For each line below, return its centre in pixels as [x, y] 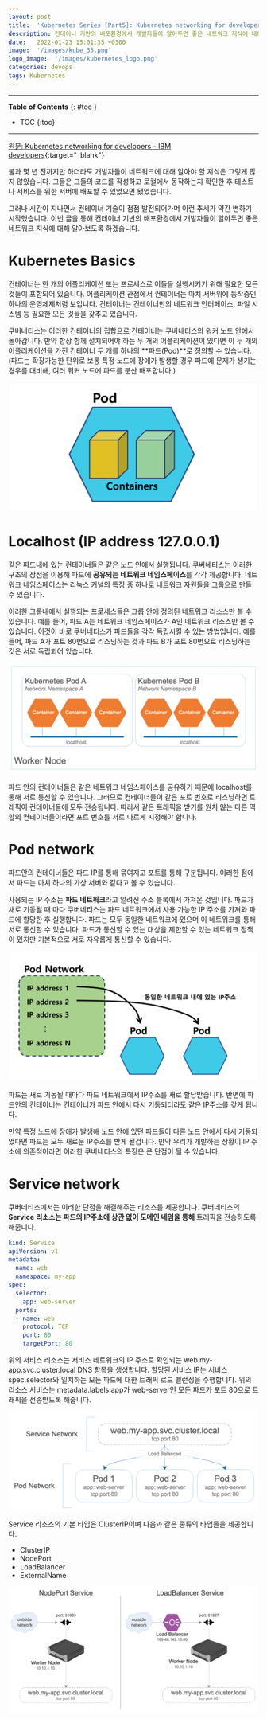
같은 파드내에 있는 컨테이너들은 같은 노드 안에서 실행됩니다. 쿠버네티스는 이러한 [130, 565]
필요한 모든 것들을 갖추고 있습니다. [84, 314]
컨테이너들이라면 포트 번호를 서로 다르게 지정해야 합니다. [110, 817]
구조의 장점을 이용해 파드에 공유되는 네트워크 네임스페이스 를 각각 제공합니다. [126, 574]
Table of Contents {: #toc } [53, 107]
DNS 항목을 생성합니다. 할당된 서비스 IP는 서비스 [153, 1370]
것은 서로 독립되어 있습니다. [51, 651]
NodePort [35, 1559]
